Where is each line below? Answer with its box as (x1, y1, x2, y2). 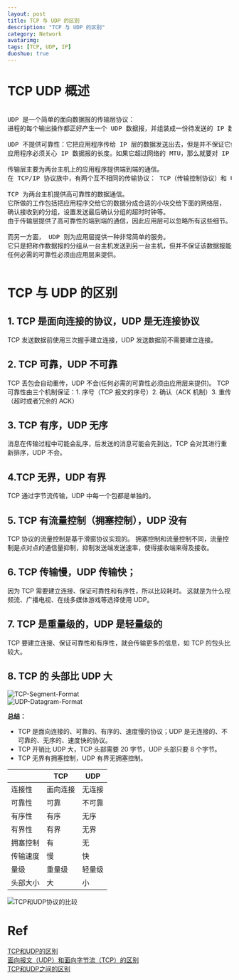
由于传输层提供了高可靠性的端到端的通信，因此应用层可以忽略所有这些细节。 (7, 216, 232, 225)
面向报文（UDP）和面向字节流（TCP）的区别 (7, 956, 139, 964)
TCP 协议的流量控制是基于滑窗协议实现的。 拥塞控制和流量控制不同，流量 (7, 534, 223, 543)
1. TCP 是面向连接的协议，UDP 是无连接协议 (7, 315, 200, 327)
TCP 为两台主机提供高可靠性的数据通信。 (7, 190, 129, 198)
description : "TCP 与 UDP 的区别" (7, 23, 105, 31)
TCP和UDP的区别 (7, 947, 58, 956)
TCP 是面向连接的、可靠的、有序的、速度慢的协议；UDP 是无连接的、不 (17, 727, 228, 735)
